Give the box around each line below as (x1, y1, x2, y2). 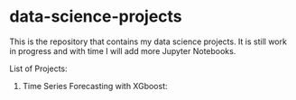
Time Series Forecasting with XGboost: (22, 80, 169, 91)
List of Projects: (9, 63, 68, 74)
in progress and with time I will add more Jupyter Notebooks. (9, 45, 236, 56)
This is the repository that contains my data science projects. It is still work (9, 36, 287, 47)
